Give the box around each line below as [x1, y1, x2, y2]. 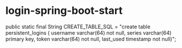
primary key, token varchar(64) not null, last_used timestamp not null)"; [5, 35, 176, 42]
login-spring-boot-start [5, 4, 123, 17]
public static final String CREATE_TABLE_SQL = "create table [5, 23, 151, 30]
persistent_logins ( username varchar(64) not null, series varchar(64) [5, 29, 172, 36]
